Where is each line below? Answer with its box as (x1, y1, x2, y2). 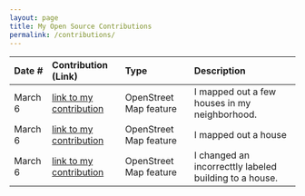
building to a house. (193, 171, 279, 184)
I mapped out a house (193, 129, 288, 142)
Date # (14, 64, 44, 77)
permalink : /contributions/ (9, 30, 116, 39)
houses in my (193, 97, 251, 110)
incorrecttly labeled (193, 161, 277, 173)
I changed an (193, 149, 250, 162)
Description (193, 64, 246, 77)
